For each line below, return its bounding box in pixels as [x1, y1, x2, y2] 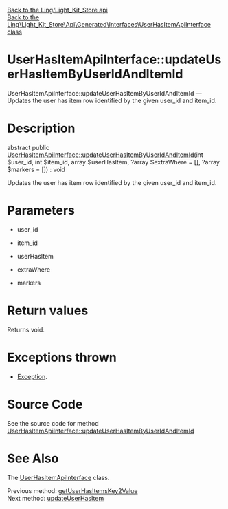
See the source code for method [7, 419, 100, 427]
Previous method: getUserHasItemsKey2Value [7, 486, 138, 495]
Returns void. [7, 325, 45, 334]
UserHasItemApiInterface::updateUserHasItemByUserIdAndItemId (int [7, 151, 204, 159]
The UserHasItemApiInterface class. [7, 473, 110, 481]
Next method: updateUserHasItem [7, 494, 104, 502]
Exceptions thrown [7, 349, 117, 365]
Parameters [7, 203, 76, 219]
